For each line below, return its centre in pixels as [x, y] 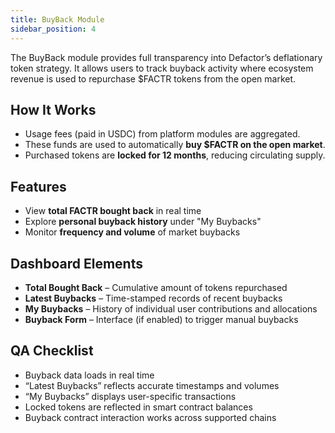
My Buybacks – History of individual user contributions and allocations [171, 308]
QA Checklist [52, 351]
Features [38, 186]
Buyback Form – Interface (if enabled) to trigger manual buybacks [161, 319]
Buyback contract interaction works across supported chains [150, 417]
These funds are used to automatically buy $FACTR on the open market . [175, 145]
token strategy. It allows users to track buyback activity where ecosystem [162, 68]
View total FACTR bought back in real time [113, 211]
